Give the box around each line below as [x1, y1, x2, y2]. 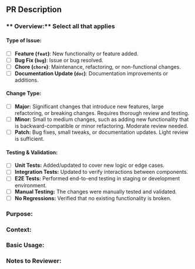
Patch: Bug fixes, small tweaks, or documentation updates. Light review [14, 129, 189, 136]
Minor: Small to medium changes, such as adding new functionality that [14, 116, 189, 123]
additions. [14, 76, 39, 83]
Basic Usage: [6, 241, 45, 249]
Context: [6, 226, 32, 234]
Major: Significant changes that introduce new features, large [14, 103, 164, 110]
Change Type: [6, 90, 42, 97]
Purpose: [6, 210, 33, 218]
